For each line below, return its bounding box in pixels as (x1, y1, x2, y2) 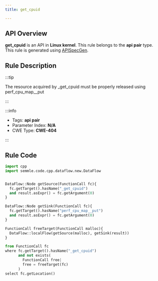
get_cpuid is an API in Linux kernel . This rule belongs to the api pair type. (5, 42, 153, 48)
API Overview (5, 30, 48, 38)
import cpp (5, 164, 27, 169)
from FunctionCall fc (5, 244, 49, 249)
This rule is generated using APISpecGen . (5, 47, 89, 53)
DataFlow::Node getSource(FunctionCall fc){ (5, 181, 97, 186)
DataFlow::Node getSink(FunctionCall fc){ (5, 204, 92, 209)
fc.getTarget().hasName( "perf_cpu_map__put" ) (9, 209, 104, 213)
